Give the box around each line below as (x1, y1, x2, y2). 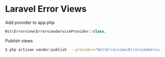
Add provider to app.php (5, 19, 55, 25)
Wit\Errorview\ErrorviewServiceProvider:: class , (5, 29, 107, 34)
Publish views (5, 38, 33, 43)
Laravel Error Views (5, 3, 87, 15)
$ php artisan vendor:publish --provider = (5, 47, 96, 52)
